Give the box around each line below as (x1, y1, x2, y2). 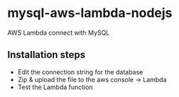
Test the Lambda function (17, 83, 94, 91)
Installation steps (7, 49, 86, 61)
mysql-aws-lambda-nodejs (7, 5, 173, 21)
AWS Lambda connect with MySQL (7, 28, 110, 37)
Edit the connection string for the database (17, 67, 143, 76)
